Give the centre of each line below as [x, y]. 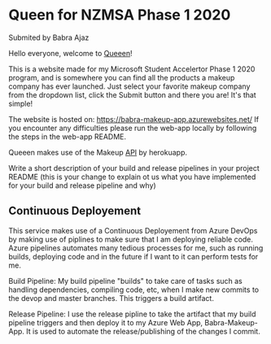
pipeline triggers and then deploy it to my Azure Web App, [106, 322]
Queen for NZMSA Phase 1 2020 [120, 15]
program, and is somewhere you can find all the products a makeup [122, 77]
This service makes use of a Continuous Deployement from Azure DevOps [133, 230]
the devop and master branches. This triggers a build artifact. [111, 298]
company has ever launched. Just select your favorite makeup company [129, 86]
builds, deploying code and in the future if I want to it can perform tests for [133, 256]
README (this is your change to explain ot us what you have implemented [132, 176]
